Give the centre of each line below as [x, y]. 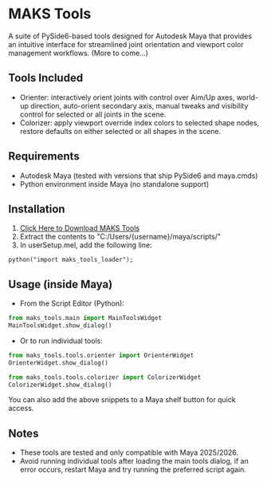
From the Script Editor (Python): [72, 303]
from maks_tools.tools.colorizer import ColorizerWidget [105, 377]
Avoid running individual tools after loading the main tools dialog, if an [134, 461]
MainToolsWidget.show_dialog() [60, 326]
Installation [37, 209]
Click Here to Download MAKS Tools [80, 228]
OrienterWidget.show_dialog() [59, 363]
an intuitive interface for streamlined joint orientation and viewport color [126, 44]
